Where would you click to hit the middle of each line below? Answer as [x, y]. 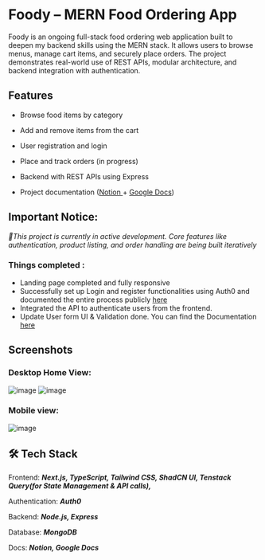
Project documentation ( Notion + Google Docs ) [97, 192]
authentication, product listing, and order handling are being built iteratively [132, 245]
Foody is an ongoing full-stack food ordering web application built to [121, 37]
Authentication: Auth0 [45, 501]
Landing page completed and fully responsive [95, 282]
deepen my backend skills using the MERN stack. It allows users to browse [131, 45]
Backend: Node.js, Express [53, 516]
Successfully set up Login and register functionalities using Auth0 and [135, 291]
